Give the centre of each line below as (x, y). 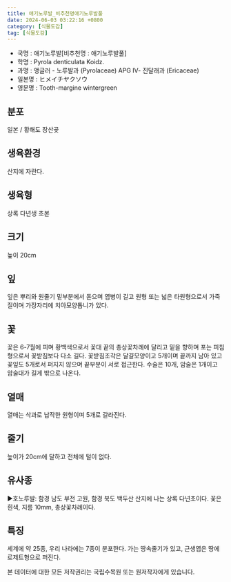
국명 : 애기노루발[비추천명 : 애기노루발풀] (72, 53)
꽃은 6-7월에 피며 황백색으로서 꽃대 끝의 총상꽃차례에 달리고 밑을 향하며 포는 (110, 347)
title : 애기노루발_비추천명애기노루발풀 (55, 13)
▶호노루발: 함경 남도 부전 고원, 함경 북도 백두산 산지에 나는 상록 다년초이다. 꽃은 (114, 498)
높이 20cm (22, 255)
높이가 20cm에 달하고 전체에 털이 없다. (59, 456)
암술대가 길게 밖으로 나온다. (44, 373)
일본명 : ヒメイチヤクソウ (52, 79)
